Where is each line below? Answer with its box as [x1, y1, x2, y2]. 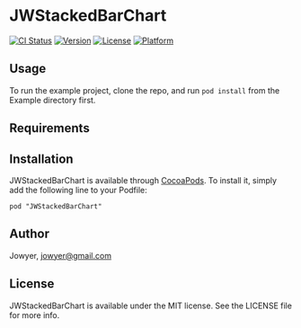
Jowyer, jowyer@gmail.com [9, 250, 112, 261]
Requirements [9, 120, 90, 136]
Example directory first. [9, 94, 96, 105]
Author [9, 226, 49, 242]
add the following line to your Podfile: [9, 184, 148, 195]
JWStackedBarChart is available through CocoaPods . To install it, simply [9, 174, 277, 185]
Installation [9, 151, 74, 166]
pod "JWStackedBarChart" [9, 201, 102, 211]
